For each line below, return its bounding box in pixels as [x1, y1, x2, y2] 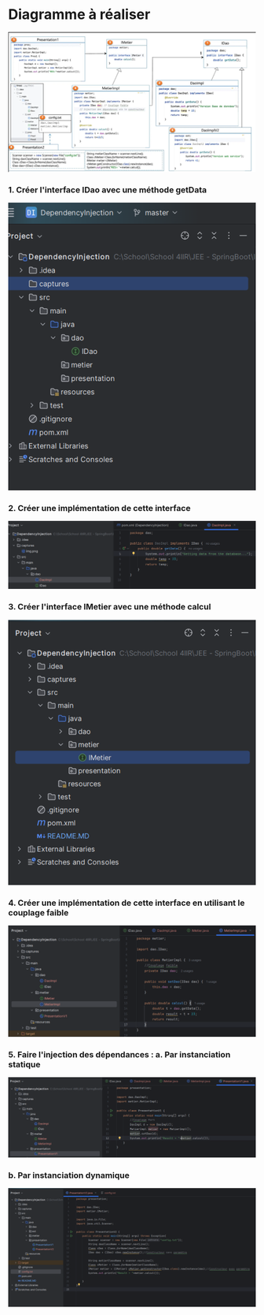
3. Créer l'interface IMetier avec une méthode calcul [8, 602, 211, 613]
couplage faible [8, 907, 69, 918]
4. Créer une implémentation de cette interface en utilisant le [8, 897, 245, 908]
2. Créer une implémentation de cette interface [8, 502, 191, 513]
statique [8, 1059, 41, 1070]
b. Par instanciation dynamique [8, 1169, 130, 1180]
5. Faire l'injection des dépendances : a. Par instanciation [8, 1049, 231, 1060]
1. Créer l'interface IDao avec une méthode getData [8, 184, 207, 195]
